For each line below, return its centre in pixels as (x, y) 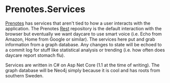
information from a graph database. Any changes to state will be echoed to (83, 44)
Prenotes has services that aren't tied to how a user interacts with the (78, 23)
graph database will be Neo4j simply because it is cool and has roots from (83, 70)
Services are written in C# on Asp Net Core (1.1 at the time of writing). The (82, 65)
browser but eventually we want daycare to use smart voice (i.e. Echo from (84, 34)
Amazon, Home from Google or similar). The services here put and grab (80, 39)
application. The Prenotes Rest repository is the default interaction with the (83, 28)
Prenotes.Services (45, 9)
